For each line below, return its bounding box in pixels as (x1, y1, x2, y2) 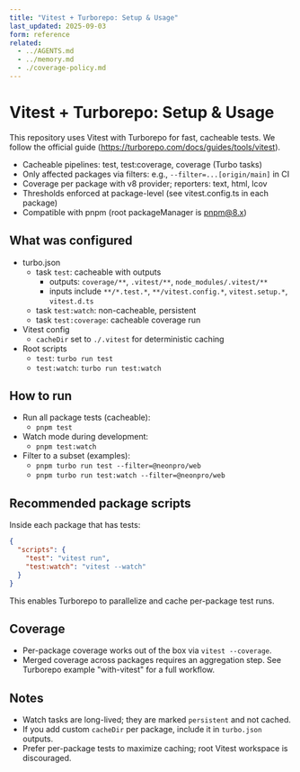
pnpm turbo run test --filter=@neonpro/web (35, 461, 202, 471)
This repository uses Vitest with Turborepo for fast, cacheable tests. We (9, 132, 276, 142)
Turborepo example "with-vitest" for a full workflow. (22, 664, 216, 676)
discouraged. (22, 753, 72, 764)
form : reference (9, 30, 70, 39)
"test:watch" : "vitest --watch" (25, 562, 146, 571)
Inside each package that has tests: (9, 520, 141, 531)
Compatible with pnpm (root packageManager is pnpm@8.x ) (22, 206, 247, 217)
